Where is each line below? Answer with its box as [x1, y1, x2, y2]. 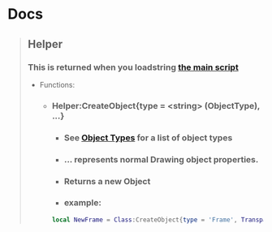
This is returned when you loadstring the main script [27, 62, 239, 73]
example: [63, 197, 102, 208]
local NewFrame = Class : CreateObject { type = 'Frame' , [51, 216, 238, 224]
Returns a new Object [63, 175, 151, 187]
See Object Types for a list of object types [63, 131, 233, 143]
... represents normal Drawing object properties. [63, 153, 259, 165]
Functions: [39, 79, 75, 89]
